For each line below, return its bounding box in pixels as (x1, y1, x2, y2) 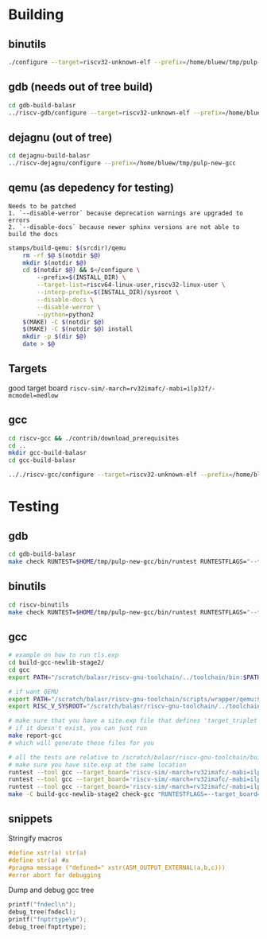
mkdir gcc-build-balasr (8, 449, 87, 457)
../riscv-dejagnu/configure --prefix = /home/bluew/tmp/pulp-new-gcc (8, 159, 237, 168)
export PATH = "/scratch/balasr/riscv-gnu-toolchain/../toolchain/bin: (8, 673, 244, 681)
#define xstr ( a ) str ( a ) (8, 848, 87, 856)
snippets (8, 813, 53, 826)
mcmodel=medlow (8, 391, 59, 399)
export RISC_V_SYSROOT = (8, 702, 87, 711)
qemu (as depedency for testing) (8, 181, 175, 195)
